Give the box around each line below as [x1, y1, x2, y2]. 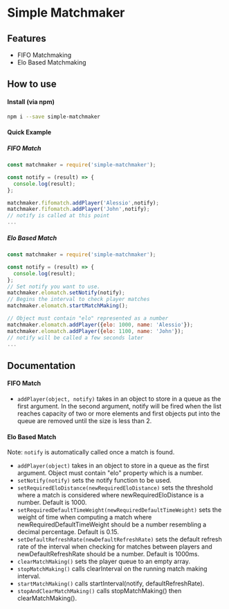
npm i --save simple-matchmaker [7, 113, 100, 120]
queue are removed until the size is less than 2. [17, 416, 152, 424]
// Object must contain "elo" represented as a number [7, 315, 169, 322]
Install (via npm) [7, 97, 55, 105]
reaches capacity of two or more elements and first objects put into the [17, 409, 221, 418]
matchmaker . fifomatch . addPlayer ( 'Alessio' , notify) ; [7, 199, 159, 206]
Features [7, 33, 46, 44]
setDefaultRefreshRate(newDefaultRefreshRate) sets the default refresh [17, 535, 223, 544]
